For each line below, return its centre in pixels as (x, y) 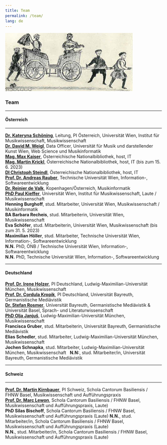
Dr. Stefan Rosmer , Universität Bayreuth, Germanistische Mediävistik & (78, 305)
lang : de (14, 21)
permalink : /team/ (24, 16)
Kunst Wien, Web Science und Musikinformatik (53, 151)
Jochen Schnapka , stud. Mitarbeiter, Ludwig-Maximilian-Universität (75, 348)
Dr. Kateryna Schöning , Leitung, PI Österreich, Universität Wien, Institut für (83, 135)
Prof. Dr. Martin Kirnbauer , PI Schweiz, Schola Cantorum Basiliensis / (77, 390)
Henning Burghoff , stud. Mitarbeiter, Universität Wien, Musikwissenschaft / (83, 204)
